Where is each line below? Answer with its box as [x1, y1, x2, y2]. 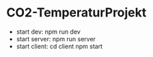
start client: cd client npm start [16, 42, 103, 50]
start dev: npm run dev [16, 27, 81, 36]
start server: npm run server [16, 34, 96, 43]
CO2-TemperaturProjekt [6, 5, 147, 21]
